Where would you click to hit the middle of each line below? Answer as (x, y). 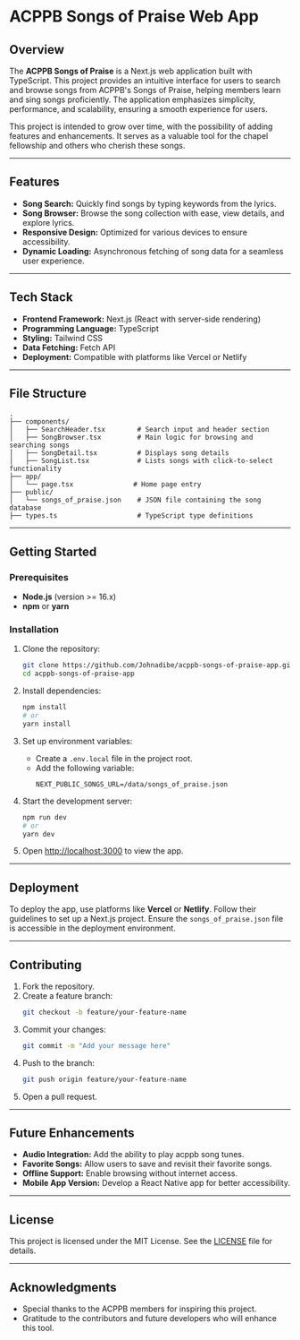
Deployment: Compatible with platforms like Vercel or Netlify (134, 356)
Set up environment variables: (77, 741)
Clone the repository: (61, 649)
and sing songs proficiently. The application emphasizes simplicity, (133, 99)
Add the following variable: (85, 768)
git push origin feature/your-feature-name (104, 1079)
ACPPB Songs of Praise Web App (134, 17)
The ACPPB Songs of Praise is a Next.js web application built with (131, 71)
